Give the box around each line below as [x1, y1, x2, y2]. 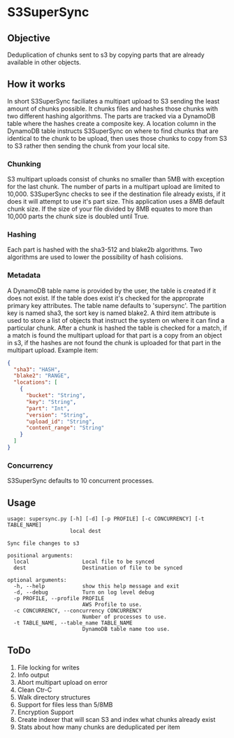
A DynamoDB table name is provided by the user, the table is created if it [7, 286, 217, 295]
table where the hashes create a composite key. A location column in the [7, 119, 217, 127]
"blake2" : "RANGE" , [13, 373, 71, 380]
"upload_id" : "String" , [25, 418, 96, 425]
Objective [7, 32, 51, 44]
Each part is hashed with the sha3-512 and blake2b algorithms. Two [7, 246, 203, 254]
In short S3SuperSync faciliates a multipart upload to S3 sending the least [7, 97, 220, 105]
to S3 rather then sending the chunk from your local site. [7, 141, 170, 150]
